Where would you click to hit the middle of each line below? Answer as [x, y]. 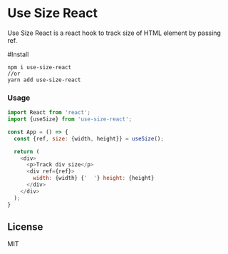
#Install [18, 54]
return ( [27, 151]
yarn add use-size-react [44, 80]
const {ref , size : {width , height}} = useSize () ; [89, 138]
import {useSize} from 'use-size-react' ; [70, 119]
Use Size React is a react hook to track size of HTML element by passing [114, 33]
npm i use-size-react [40, 67]
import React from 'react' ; [49, 113]
